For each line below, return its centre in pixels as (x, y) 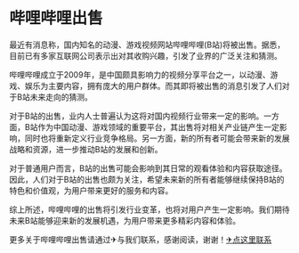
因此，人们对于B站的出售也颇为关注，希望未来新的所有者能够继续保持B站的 (147, 179)
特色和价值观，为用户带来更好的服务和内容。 (91, 190)
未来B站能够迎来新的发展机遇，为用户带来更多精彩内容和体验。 (125, 220)
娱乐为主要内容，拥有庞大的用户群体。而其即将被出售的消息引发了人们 (153, 86)
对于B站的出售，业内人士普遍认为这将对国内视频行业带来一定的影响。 (137, 116)
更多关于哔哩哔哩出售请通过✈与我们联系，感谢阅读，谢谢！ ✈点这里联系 (141, 239)
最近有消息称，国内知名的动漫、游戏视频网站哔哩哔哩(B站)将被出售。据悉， (147, 45)
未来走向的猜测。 (61, 97)
